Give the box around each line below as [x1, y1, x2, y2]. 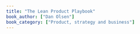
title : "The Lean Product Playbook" [6, 8, 95, 14]
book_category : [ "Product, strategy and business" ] [6, 19, 135, 25]
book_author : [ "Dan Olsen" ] [6, 14, 75, 20]
